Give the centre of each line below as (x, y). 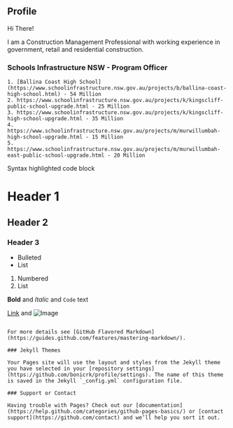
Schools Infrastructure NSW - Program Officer (87, 67)
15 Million (108, 137)
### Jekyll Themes (34, 350)
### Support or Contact (42, 393)
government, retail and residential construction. (76, 49)
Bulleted (29, 257)
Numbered (33, 278)
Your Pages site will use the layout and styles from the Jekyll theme (114, 362)
